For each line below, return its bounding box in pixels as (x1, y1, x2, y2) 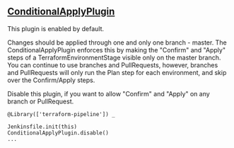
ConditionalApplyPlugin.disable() (7, 129, 110, 137)
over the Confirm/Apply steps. (7, 76, 95, 84)
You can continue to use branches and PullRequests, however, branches (7, 60, 218, 69)
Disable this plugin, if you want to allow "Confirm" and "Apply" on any (7, 89, 210, 98)
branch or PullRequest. (7, 97, 74, 106)
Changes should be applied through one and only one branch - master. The (7, 38, 228, 47)
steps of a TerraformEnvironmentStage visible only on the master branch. (7, 53, 221, 62)
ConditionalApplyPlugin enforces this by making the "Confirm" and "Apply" (7, 45, 226, 54)
